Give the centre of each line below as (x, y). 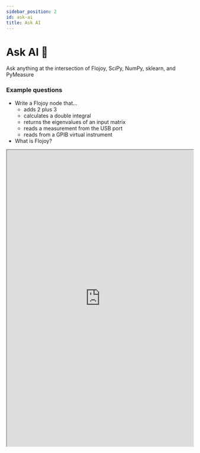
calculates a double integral (57, 116)
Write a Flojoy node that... (46, 103)
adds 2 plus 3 (40, 109)
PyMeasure (20, 75)
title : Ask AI (24, 23)
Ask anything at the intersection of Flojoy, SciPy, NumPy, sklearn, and (91, 68)
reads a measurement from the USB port (73, 128)
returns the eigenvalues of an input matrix (75, 122)
